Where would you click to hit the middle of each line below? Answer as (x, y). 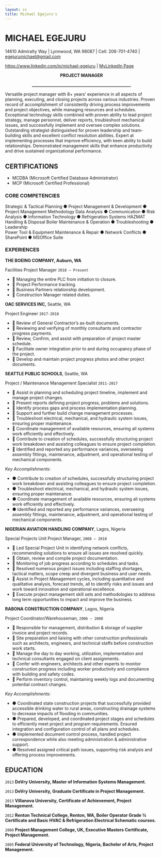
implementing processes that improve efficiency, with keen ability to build (78, 141)
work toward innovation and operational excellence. (64, 589)
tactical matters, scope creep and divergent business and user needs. (82, 573)
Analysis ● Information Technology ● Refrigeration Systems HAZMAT (75, 217)
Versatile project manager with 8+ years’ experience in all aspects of (73, 94)
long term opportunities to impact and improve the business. (72, 599)
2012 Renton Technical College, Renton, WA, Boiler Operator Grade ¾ (76, 815)
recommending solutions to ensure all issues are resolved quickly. (78, 553)
